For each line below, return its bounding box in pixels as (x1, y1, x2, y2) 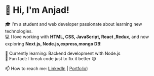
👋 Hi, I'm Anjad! (5, 4, 70, 16)
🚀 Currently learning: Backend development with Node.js (5, 50, 121, 56)
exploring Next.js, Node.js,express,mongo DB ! (5, 40, 102, 46)
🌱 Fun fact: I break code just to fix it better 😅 (5, 55, 97, 61)
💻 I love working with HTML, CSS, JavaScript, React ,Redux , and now (5, 34, 149, 39)
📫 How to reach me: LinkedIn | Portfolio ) (5, 65, 88, 71)
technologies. (5, 28, 33, 34)
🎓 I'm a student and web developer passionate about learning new (5, 21, 142, 27)
